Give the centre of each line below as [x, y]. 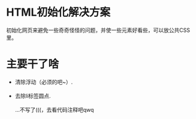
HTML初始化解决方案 [58, 12]
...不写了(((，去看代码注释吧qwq [54, 109]
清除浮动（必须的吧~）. [44, 82]
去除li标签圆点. [33, 96]
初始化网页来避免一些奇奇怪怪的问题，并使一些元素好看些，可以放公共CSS [98, 30]
